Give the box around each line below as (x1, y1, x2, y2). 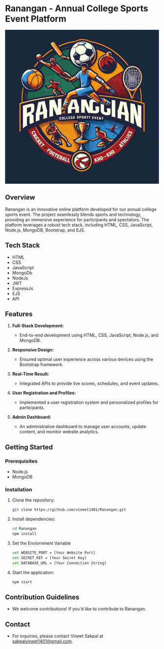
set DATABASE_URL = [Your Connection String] (12, 561, 106, 565)
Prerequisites (5, 457, 38, 464)
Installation (5, 486, 33, 493)
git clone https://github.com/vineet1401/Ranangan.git (12, 507, 126, 512)
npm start (12, 580, 33, 584)
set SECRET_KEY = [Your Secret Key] (12, 555, 87, 560)
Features (5, 310, 33, 318)
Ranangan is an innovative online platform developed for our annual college (5, 206, 157, 212)
